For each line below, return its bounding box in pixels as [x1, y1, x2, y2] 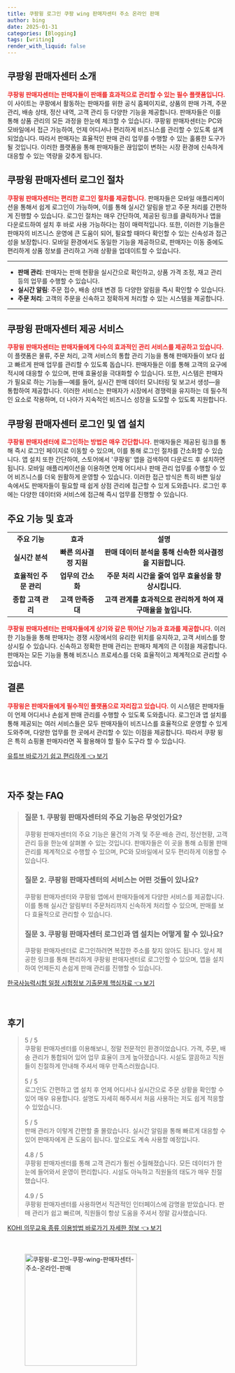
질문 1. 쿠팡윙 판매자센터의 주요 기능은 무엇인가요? [24, 812, 183, 822]
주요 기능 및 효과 [7, 512, 73, 525]
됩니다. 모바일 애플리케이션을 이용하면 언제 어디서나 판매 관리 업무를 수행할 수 [7, 464, 218, 472]
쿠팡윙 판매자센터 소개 [7, 71, 97, 83]
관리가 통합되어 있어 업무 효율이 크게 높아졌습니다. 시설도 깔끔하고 [31, 1052, 211, 1061]
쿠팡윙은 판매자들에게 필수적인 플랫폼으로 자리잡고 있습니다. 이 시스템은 [7, 701, 201, 710]
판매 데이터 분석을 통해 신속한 [104, 547, 196, 557]
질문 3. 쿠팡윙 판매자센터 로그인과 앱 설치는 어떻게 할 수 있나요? [24, 929, 224, 938]
